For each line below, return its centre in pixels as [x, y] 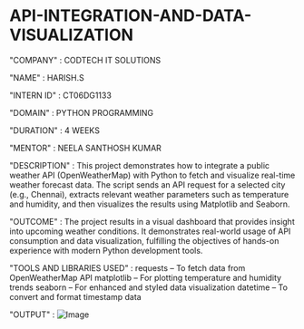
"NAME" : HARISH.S [47, 77]
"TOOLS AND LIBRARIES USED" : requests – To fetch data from [127, 267]
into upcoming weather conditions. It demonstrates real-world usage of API [150, 231]
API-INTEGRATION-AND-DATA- [131, 16]
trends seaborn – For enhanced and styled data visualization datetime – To [149, 287]
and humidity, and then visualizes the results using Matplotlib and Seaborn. [150, 204]
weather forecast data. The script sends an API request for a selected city [147, 184]
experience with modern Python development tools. [106, 250]
